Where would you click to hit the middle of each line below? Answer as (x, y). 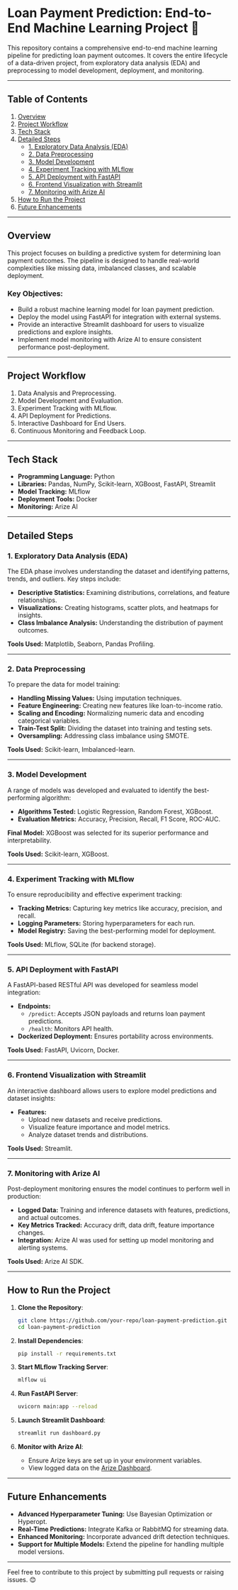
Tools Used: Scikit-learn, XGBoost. (58, 854)
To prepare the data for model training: (64, 684)
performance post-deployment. (63, 347)
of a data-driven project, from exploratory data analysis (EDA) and (104, 62)
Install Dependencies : (50, 1340)
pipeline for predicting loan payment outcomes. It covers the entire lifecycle (118, 55)
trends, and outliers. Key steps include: (64, 579)
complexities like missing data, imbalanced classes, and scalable (102, 268)
